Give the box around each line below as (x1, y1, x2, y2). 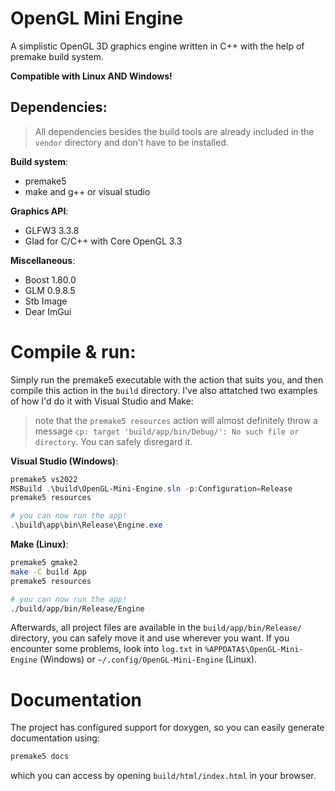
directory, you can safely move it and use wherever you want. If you (10, 632, 290, 644)
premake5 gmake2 (10, 558, 78, 568)
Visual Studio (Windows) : (10, 455, 119, 467)
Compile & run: (10, 340, 137, 363)
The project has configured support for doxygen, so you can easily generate (10, 722, 325, 734)
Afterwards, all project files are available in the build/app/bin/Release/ (10, 622, 302, 634)
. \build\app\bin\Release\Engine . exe (10, 520, 163, 531)
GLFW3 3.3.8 (24, 224, 80, 236)
